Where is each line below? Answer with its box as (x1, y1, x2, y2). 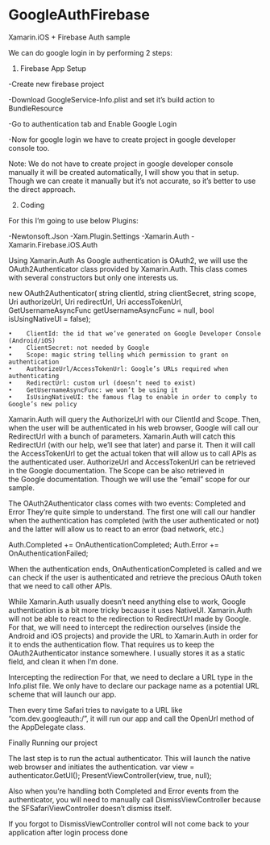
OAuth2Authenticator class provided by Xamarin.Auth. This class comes (8, 264, 247, 273)
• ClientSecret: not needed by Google (8, 343, 150, 352)
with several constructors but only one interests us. (8, 273, 179, 282)
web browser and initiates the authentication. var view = (8, 762, 195, 772)
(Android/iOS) (8, 336, 56, 344)
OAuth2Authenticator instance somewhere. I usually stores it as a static (8, 647, 246, 658)
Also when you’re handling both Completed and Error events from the (8, 786, 239, 796)
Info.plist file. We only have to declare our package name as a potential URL (8, 681, 260, 690)
